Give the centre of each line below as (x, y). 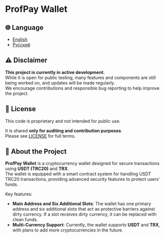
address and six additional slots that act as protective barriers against (83, 209)
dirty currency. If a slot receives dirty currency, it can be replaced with (84, 214)
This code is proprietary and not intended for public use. (63, 121)
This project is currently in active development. (55, 72)
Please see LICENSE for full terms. (41, 136)
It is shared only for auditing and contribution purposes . (64, 131)
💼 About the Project (36, 152)
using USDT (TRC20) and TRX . (37, 169)
